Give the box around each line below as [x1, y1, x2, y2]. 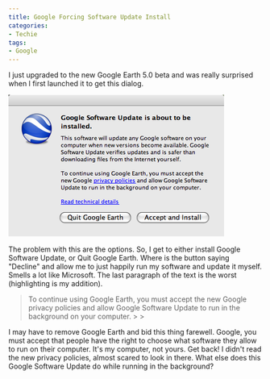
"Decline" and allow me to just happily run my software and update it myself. [8, 262, 262, 272]
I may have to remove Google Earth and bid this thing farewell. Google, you [8, 327, 257, 337]
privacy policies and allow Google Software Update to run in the [27, 303, 240, 313]
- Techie [8, 30, 38, 38]
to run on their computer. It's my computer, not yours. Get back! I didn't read [8, 344, 262, 354]
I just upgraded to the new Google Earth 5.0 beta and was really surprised [8, 70, 254, 80]
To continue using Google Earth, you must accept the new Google [27, 294, 247, 304]
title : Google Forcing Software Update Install [8, 13, 172, 21]
